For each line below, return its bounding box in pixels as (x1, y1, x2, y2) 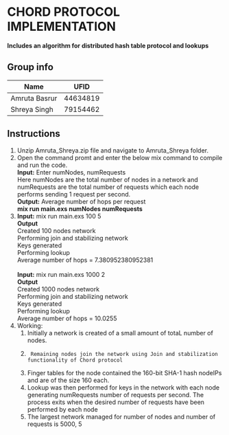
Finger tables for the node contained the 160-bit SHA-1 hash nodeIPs (27, 368, 222, 377)
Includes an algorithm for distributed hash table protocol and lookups (7, 41, 209, 49)
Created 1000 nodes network (16, 285, 100, 293)
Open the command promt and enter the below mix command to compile (16, 153, 223, 161)
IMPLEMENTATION (7, 19, 117, 34)
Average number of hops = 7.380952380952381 (16, 256, 154, 264)
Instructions (7, 128, 60, 140)
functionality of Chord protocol (27, 357, 123, 364)
